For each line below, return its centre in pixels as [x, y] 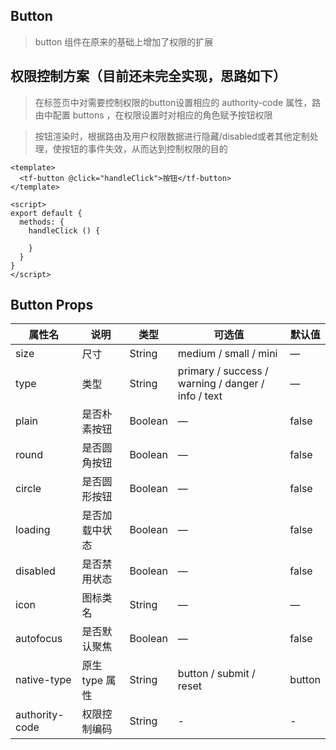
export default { [46, 213]
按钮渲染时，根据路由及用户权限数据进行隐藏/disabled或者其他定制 [172, 136]
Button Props [52, 305]
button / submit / [216, 674]
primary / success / [223, 371]
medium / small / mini [227, 354]
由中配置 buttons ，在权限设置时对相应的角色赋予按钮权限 [153, 115]
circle [28, 489]
